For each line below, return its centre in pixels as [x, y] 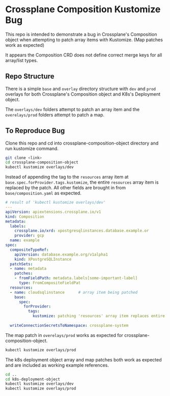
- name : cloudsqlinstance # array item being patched [74, 292]
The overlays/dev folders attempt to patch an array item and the [73, 109]
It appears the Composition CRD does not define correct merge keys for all [84, 55]
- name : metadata [28, 269]
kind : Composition [25, 217]
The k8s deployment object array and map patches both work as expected [83, 359]
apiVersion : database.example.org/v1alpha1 [61, 254]
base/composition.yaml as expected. [43, 193]
